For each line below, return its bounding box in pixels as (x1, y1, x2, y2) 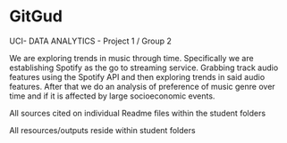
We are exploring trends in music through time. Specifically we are (9, 52, 254, 63)
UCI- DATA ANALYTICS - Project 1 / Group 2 (9, 36, 172, 46)
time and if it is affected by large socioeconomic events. (9, 91, 215, 101)
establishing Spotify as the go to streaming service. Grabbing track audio (9, 62, 279, 73)
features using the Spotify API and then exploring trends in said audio (9, 71, 266, 82)
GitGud (9, 6, 63, 27)
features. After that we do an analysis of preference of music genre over (9, 81, 275, 91)
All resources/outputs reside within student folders (9, 124, 196, 135)
